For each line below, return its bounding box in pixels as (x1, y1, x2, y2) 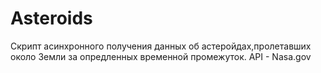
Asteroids (10, 7, 93, 30)
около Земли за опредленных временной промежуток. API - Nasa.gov (10, 50, 312, 62)
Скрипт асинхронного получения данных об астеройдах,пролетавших (10, 40, 312, 52)
